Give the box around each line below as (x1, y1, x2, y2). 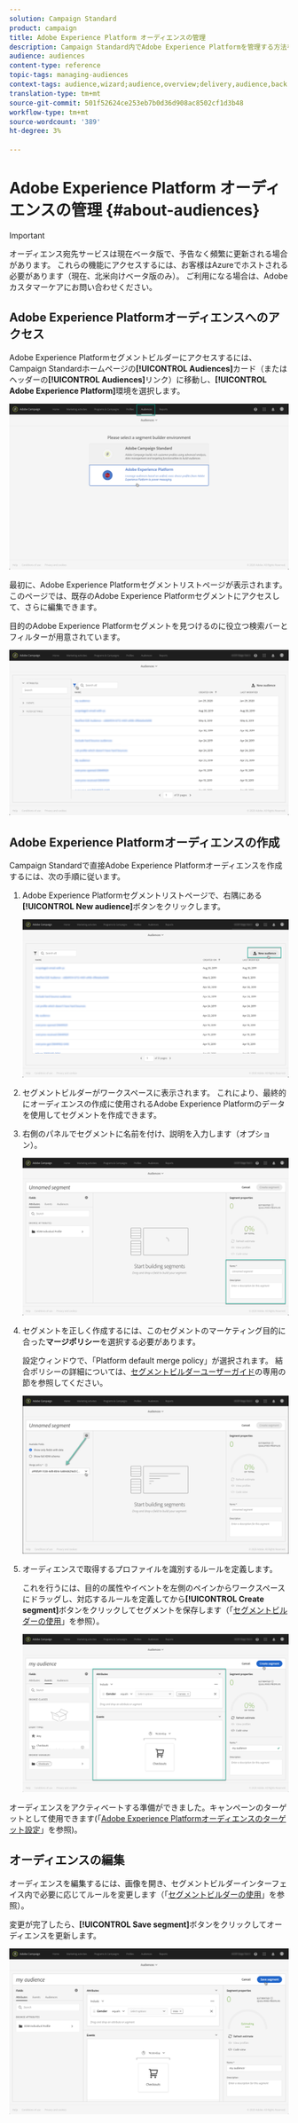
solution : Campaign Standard (9, 14, 117, 23)
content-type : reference (9, 61, 101, 70)
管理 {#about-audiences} (70, 201, 260, 221)
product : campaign (9, 23, 77, 33)
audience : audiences (9, 51, 86, 61)
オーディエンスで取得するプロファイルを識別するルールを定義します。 (21, 1564, 278, 1575)
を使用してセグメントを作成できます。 (21, 1109, 161, 1120)
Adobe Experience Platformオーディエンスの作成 (9, 835, 280, 850)
